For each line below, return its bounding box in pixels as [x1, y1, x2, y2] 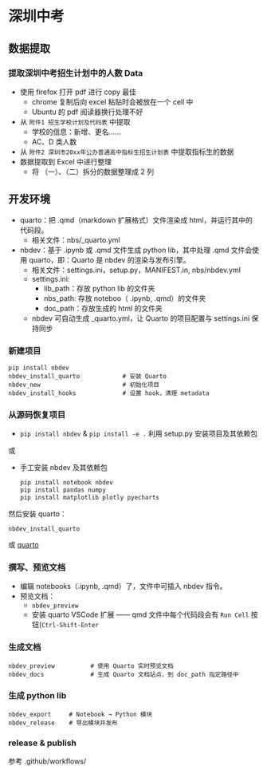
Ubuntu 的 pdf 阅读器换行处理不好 [31, 107, 143, 116]
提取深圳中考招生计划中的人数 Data [8, 67, 143, 78]
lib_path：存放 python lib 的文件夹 [43, 283, 155, 293]
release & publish [8, 737, 77, 748]
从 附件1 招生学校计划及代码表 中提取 [19, 116, 131, 126]
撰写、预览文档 [8, 562, 66, 573]
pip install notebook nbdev [19, 479, 113, 487]
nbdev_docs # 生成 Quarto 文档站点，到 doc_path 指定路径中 [8, 670, 239, 678]
